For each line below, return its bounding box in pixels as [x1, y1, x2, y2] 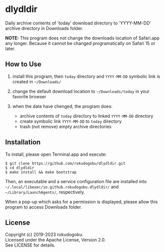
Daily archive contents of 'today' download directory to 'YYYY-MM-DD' [5, 20, 152, 26]
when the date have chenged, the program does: [12, 103, 113, 109]
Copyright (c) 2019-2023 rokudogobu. [5, 232, 83, 238]
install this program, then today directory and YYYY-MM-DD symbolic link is [12, 73, 161, 79]
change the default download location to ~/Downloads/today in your [12, 88, 150, 94]
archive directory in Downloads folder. [5, 25, 83, 31]
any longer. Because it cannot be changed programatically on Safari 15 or [5, 40, 156, 46]
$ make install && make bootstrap [5, 170, 77, 175]
